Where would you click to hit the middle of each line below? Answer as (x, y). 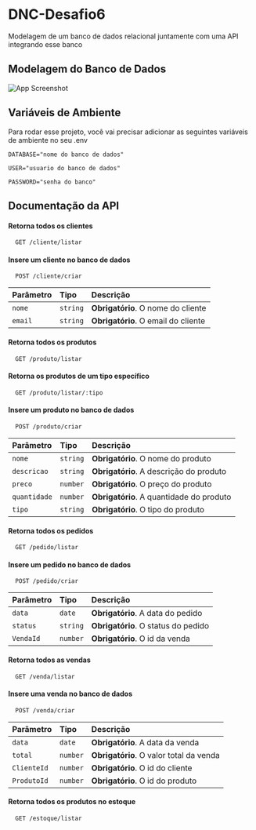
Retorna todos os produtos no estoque (72, 802)
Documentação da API (64, 206)
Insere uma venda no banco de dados (70, 694)
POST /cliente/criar (49, 276)
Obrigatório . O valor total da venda (156, 755)
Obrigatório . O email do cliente (148, 321)
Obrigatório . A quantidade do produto (161, 497)
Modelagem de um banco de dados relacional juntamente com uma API (123, 36)
